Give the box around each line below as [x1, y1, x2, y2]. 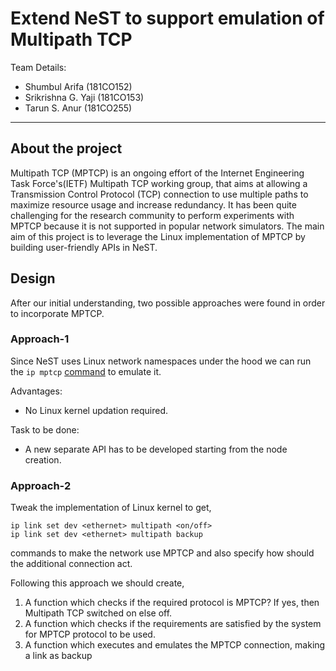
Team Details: [10, 61, 67, 73]
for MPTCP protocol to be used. [24, 628, 156, 641]
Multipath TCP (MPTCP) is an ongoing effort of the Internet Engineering [10, 167, 305, 179]
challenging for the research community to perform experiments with [10, 209, 295, 221]
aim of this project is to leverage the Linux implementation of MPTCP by [10, 230, 306, 242]
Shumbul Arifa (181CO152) [24, 80, 133, 92]
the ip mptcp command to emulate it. [10, 365, 162, 377]
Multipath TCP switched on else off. [24, 607, 173, 619]
